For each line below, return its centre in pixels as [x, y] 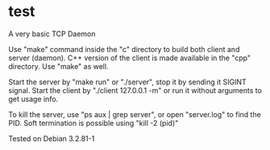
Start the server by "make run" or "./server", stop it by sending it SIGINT [128, 82]
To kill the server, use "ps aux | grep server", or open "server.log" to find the [135, 114]
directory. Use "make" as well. [58, 66]
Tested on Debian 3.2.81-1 [52, 138]
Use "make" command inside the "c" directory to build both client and [124, 49]
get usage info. [33, 99]
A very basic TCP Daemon [52, 34]
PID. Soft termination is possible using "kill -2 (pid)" [93, 123]
